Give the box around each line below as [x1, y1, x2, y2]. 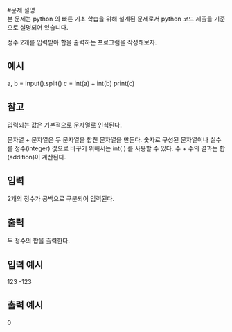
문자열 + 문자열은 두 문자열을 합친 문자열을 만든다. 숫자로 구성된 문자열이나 [7, 135, 209, 143]
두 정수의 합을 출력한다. [7, 236, 71, 245]
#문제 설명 [7, 6, 36, 14]
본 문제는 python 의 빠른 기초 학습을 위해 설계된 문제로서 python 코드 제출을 [7, 15, 213, 23]
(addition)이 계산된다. [7, 152, 66, 161]
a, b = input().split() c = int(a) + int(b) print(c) [7, 79, 135, 87]
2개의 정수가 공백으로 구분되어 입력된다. [7, 195, 115, 203]
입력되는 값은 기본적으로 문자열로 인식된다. [7, 121, 123, 129]
